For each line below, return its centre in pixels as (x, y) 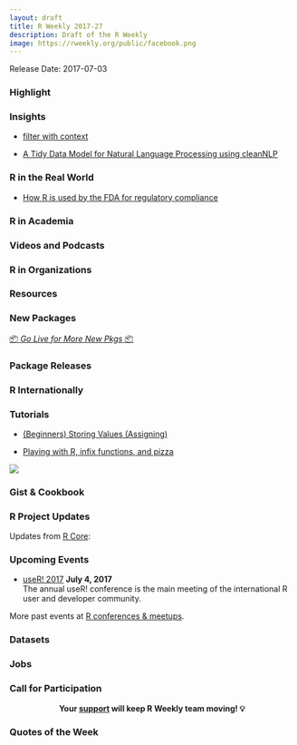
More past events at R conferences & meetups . (97, 616)
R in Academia (42, 221)
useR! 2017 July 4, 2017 (67, 579)
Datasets (29, 640)
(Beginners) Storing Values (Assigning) (95, 434)
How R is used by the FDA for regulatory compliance (120, 197)
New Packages (43, 319)
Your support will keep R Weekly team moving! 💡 (152, 708)
